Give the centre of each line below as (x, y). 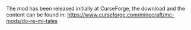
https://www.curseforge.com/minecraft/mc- (121, 15)
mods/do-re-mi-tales (32, 21)
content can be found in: (36, 15)
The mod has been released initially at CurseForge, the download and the (96, 9)
